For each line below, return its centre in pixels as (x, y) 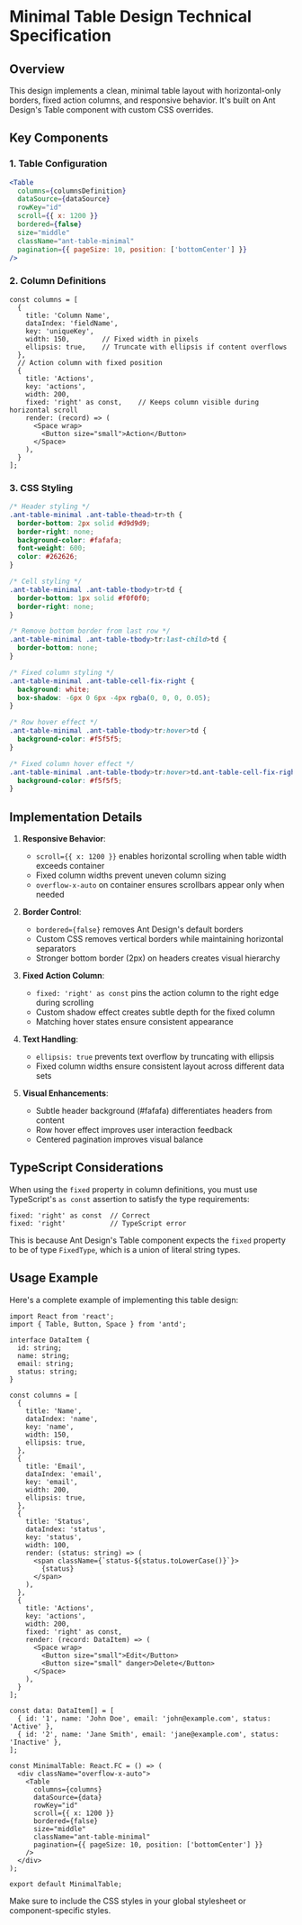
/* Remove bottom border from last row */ (90, 631)
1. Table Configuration (58, 164)
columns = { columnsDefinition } (72, 191)
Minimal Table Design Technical (130, 17)
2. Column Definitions (58, 281)
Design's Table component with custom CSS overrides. (111, 109)
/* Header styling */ (50, 506)
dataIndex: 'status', (66, 1529)
